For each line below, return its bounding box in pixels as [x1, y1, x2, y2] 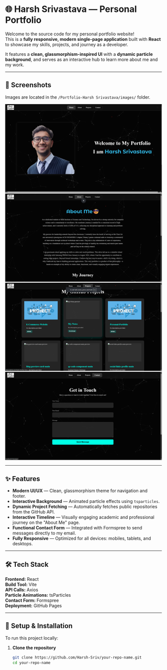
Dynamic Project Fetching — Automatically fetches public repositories [12, 503, 158, 509]
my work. [5, 61, 24, 68]
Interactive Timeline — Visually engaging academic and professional [12, 514, 155, 520]
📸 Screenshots [5, 81, 52, 89]
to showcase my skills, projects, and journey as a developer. [5, 41, 128, 47]
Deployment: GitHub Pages [5, 602, 62, 609]
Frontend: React [5, 576, 39, 582]
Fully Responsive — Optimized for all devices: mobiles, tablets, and [12, 535, 152, 541]
